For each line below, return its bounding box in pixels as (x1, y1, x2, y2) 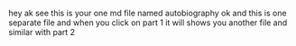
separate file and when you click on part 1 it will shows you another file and (8, 17, 288, 28)
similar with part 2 (8, 27, 76, 37)
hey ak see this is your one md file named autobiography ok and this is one (8, 8, 287, 18)
